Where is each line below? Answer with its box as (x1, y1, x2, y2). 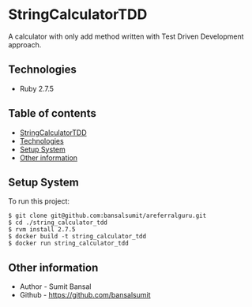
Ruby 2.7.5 (19, 84, 54, 93)
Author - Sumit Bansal (19, 282, 92, 291)
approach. (8, 39, 42, 49)
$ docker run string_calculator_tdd (8, 239, 129, 248)
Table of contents (8, 107, 96, 120)
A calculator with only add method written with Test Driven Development (8, 32, 244, 41)
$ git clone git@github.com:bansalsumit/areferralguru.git (8, 212, 207, 220)
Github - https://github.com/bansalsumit (19, 290, 151, 300)
